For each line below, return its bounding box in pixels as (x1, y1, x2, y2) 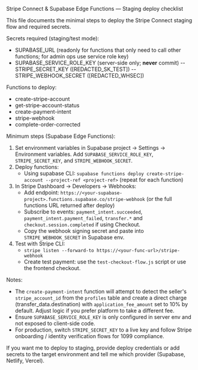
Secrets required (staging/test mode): (6, 35, 100, 42)
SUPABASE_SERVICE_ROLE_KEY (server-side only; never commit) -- (14, 60, 186, 66)
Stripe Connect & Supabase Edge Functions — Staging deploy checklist (6, 5, 184, 12)
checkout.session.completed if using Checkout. (23, 221, 141, 228)
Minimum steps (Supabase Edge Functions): (6, 132, 116, 140)
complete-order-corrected (14, 121, 81, 128)
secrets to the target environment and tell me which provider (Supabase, (6, 351, 186, 357)
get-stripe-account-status (14, 102, 80, 109)
